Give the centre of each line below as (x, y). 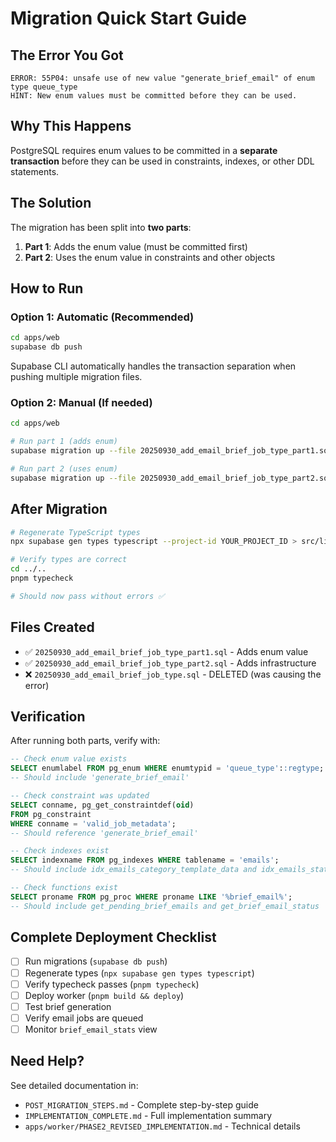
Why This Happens (71, 126)
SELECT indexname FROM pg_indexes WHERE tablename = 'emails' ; (145, 860)
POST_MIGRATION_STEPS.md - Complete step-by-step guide (141, 1104)
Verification (48, 716)
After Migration (59, 509)
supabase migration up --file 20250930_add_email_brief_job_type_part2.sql (171, 478)
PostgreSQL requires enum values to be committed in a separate (144, 150)
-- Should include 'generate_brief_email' (100, 778)
